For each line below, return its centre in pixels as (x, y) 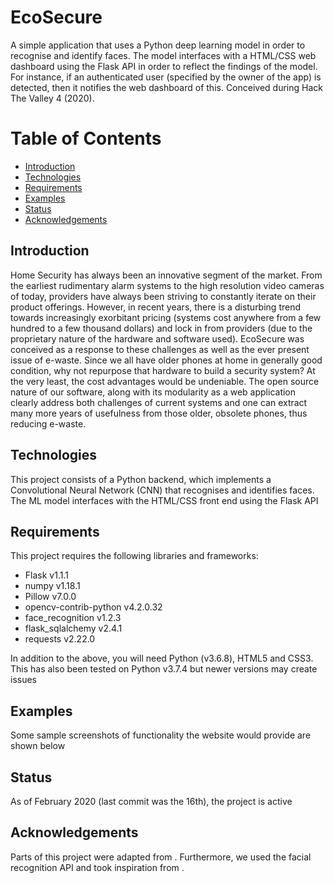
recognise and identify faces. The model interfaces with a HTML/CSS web (163, 55)
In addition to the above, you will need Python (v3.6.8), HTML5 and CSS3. (162, 658)
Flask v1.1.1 (46, 575)
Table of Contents (86, 138)
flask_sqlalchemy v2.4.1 (73, 628)
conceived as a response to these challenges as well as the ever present (160, 349)
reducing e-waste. (48, 423)
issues (23, 680)
